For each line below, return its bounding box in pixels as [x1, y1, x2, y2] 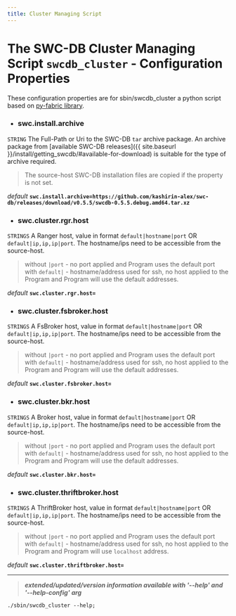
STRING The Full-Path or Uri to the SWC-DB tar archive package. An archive [7, 134, 226, 143]
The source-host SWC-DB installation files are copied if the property [24, 170, 223, 179]
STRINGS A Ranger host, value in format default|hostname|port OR [7, 231, 197, 240]
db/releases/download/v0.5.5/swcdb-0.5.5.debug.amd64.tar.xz [7, 199, 190, 206]
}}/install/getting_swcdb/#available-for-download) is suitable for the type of [7, 149, 226, 158]
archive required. [7, 157, 57, 165]
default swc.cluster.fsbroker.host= [7, 379, 112, 387]
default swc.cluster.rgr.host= [7, 289, 96, 297]
